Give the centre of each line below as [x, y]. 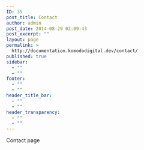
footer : [16, 79]
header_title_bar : [29, 95]
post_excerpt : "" [28, 34]
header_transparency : [33, 112]
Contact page [23, 140]
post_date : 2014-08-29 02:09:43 [46, 28]
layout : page [22, 40]
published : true [26, 56]
